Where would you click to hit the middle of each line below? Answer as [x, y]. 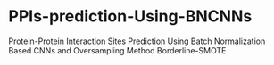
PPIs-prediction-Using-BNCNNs [130, 16]
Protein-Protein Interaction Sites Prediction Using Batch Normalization [137, 41]
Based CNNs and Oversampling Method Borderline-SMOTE [117, 50]
